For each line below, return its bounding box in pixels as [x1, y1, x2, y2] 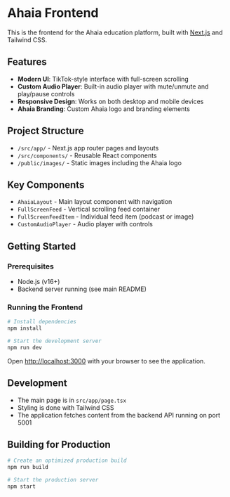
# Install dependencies [7, 318, 77, 325]
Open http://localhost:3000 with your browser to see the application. [7, 356, 205, 365]
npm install [7, 325, 42, 332]
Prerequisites [7, 262, 54, 271]
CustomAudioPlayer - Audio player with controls [17, 220, 153, 228]
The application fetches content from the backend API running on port [17, 411, 221, 419]
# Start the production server [7, 477, 99, 484]
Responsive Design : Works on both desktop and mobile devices [17, 97, 204, 105]
